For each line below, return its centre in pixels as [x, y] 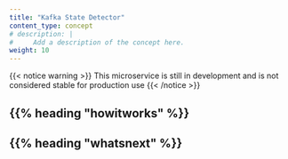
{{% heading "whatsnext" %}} [96, 143]
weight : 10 [29, 51]
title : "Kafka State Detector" [67, 17]
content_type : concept [51, 26]
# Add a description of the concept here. [97, 42]
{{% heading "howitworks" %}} [99, 113]
